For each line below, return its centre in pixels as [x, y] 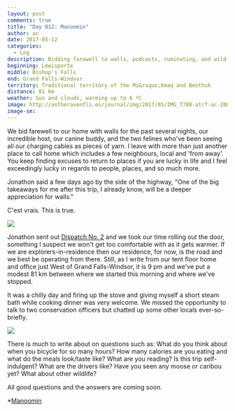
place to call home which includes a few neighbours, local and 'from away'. [115, 153]
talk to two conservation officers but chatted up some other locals [102, 310]
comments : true [29, 20]
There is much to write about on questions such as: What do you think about [117, 344]
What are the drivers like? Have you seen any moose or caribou [130, 366]
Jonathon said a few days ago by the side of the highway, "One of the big [113, 182]
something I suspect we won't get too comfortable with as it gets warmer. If [116, 244]
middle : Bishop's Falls [42, 72]
